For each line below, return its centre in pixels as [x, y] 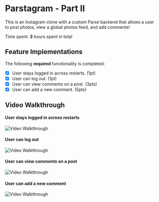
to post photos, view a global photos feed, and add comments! [67, 27]
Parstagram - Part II [45, 9]
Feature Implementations [44, 52]
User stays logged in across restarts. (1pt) [54, 73]
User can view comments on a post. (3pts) [55, 84]
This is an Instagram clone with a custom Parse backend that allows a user [79, 22]
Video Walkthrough [35, 105]
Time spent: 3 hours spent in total [39, 37]
